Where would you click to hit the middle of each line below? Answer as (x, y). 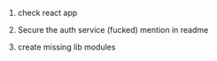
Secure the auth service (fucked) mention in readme (113, 30)
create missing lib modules (66, 47)
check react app (47, 13)
